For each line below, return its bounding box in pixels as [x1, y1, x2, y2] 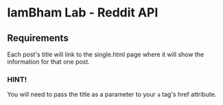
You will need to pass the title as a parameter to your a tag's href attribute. [7, 91, 217, 99]
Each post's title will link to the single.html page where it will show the [7, 50, 204, 58]
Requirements [7, 32, 69, 44]
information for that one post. [7, 58, 91, 66]
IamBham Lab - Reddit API [7, 5, 159, 21]
